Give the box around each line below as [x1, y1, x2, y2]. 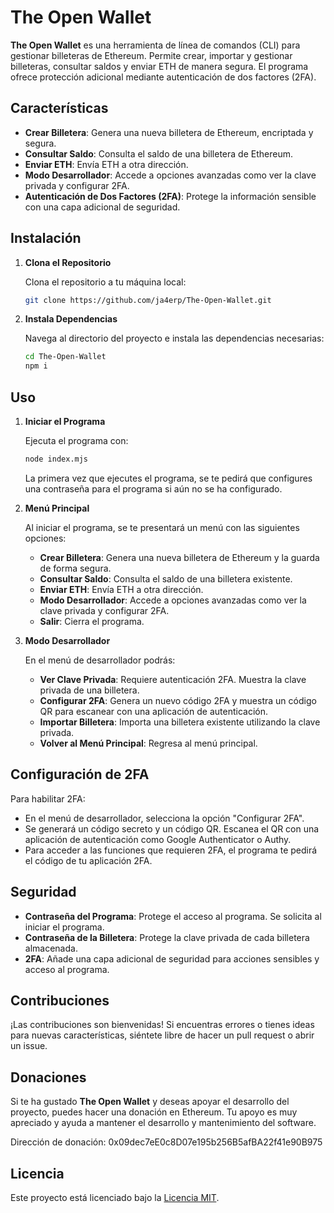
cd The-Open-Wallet [24, 352, 107, 362]
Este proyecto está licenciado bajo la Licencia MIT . [10, 1191, 220, 1203]
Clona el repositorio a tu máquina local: [24, 276, 187, 288]
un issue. [10, 1040, 48, 1052]
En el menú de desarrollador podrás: [24, 654, 176, 666]
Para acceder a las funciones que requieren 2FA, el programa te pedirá [24, 844, 318, 856]
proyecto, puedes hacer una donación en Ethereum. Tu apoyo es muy [10, 1106, 298, 1118]
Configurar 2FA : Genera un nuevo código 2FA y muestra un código [39, 694, 317, 706]
